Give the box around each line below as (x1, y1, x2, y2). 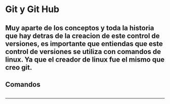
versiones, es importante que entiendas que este (5, 39, 163, 48)
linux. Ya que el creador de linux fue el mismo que (5, 55, 165, 64)
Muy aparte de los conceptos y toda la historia (5, 24, 154, 32)
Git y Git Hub (5, 4, 60, 15)
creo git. (5, 63, 32, 72)
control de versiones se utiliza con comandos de (5, 47, 161, 56)
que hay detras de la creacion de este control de (5, 31, 160, 40)
